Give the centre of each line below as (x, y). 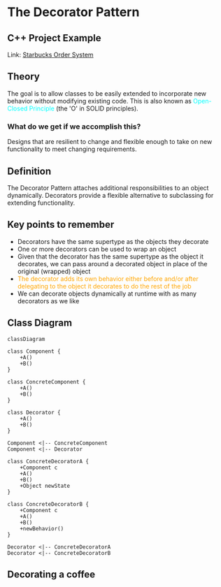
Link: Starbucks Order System (50, 55)
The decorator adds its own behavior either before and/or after (108, 278)
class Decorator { (34, 412)
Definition (29, 171)
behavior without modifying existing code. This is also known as (100, 101)
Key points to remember (61, 225)
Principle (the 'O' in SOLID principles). (84, 108)
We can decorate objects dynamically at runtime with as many (107, 293)
